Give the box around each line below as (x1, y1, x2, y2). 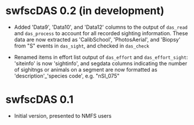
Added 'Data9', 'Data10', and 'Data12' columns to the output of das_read (14, 23, 188, 31)
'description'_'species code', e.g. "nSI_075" (14, 72, 120, 79)
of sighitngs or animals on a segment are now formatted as (14, 66, 157, 73)
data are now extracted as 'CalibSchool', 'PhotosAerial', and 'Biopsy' (14, 36, 181, 43)
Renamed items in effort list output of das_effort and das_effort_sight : (14, 53, 188, 60)
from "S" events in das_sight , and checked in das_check (14, 42, 150, 49)
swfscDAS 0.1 (5, 93, 74, 106)
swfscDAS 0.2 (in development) (5, 4, 165, 18)
